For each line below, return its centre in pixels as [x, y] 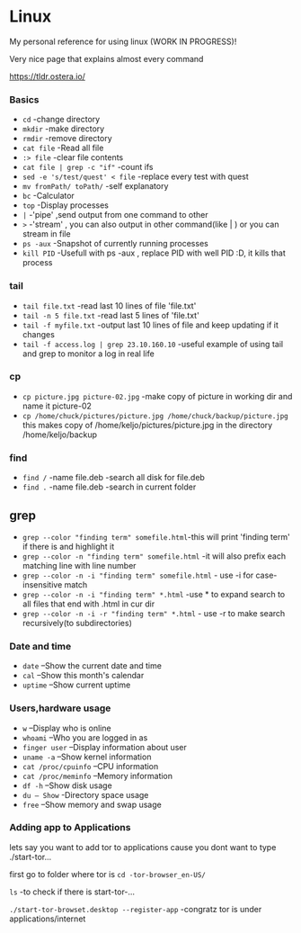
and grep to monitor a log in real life [88, 354]
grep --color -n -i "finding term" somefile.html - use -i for [138, 575]
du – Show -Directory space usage [85, 794]
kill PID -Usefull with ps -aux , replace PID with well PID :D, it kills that [154, 253]
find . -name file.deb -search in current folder [109, 487]
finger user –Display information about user [104, 747]
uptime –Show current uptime [76, 685]
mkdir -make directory [63, 129]
